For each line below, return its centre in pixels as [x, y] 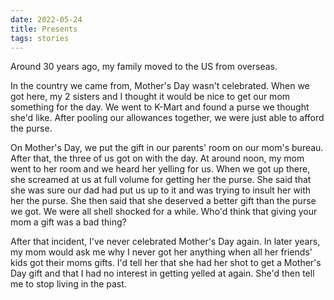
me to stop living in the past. [68, 284]
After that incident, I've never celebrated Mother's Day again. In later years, [165, 242]
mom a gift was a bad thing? [68, 222]
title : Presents [44, 29]
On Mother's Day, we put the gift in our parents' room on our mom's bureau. [167, 148]
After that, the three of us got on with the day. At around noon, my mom [157, 158]
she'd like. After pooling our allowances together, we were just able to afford [167, 118]
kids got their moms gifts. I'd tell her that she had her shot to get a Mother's [166, 263]
